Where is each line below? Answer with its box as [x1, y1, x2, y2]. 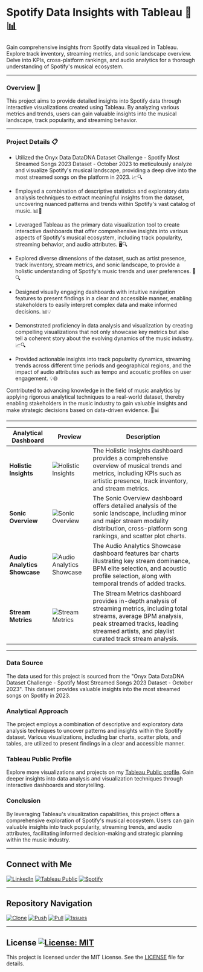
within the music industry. [6, 836, 71, 843]
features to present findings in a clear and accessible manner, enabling [14, 294, 192, 301]
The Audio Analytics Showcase [92, 541, 181, 550]
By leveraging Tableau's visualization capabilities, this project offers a [6, 810, 180, 817]
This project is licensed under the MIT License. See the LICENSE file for [6, 954, 185, 961]
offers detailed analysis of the [92, 501, 177, 510]
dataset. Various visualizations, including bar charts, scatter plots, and [6, 733, 181, 741]
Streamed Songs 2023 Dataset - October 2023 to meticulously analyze [14, 160, 192, 167]
